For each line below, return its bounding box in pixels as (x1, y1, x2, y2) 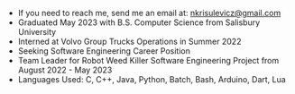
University (17, 27, 57, 37)
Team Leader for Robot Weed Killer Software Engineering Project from (17, 56, 280, 65)
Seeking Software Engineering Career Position (17, 46, 191, 56)
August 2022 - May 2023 (17, 64, 113, 75)
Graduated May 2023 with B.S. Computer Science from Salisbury (17, 17, 261, 28)
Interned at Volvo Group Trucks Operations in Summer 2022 (17, 36, 242, 47)
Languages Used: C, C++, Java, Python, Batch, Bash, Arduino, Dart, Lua (17, 74, 286, 84)
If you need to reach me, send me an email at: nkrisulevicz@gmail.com (17, 8, 281, 18)
